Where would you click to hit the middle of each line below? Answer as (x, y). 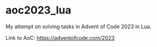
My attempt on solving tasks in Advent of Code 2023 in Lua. (78, 26)
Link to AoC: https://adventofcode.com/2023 (60, 38)
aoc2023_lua (38, 10)
